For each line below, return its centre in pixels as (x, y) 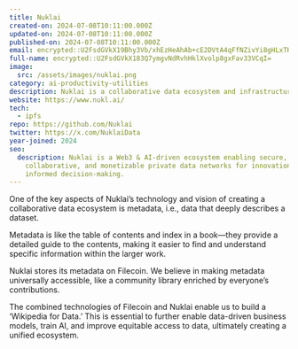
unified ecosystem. (44, 335)
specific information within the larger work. (88, 254)
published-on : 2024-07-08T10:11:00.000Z (85, 42)
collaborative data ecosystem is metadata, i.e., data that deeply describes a (147, 208)
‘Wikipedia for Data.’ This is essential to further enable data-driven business (148, 316)
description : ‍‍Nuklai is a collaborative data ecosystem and (123, 91)
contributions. (35, 290)
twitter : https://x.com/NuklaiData (75, 133)
